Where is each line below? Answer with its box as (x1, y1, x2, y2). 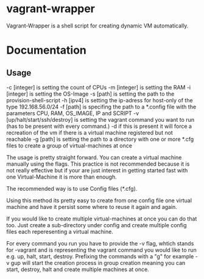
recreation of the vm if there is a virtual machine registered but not (6, 129, 174, 136)
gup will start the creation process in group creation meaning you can (10, 259, 186, 266)
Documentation (6, 43, 87, 57)
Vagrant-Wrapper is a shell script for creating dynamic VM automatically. (6, 22, 189, 29)
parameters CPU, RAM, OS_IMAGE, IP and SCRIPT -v (6, 109, 139, 117)
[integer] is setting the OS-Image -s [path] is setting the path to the (6, 90, 175, 97)
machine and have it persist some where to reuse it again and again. (6, 203, 178, 210)
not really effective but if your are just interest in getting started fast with (6, 166, 188, 174)
